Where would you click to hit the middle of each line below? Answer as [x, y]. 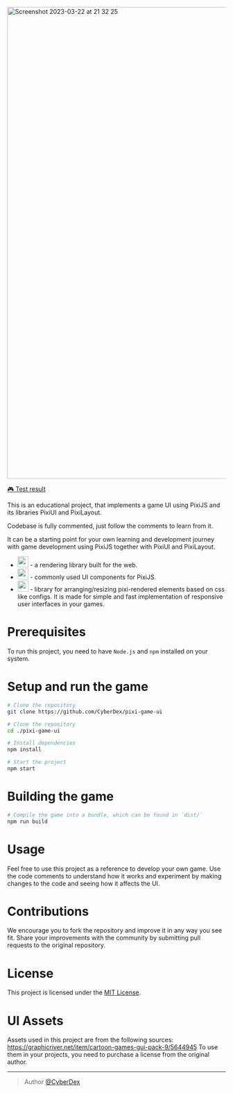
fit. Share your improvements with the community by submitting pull [104, 938]
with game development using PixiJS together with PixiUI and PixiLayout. [111, 546]
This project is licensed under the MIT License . [74, 992]
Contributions [48, 911]
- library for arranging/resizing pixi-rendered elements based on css [128, 589]
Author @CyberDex [52, 1082]
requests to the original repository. [57, 945]
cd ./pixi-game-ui [34, 731]
